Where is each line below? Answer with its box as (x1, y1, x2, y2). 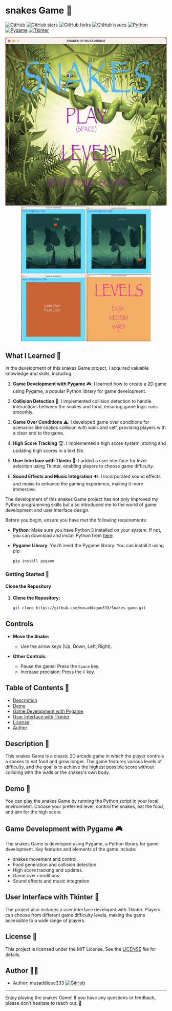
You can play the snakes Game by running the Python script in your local (5, 798, 159, 804)
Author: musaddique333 (12, 980, 64, 986)
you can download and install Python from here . (12, 532, 114, 538)
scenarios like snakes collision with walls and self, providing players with (12, 424, 166, 430)
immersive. (12, 486, 36, 492)
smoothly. (12, 409, 34, 415)
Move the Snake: (12, 633, 50, 639)
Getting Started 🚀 (5, 570, 50, 577)
